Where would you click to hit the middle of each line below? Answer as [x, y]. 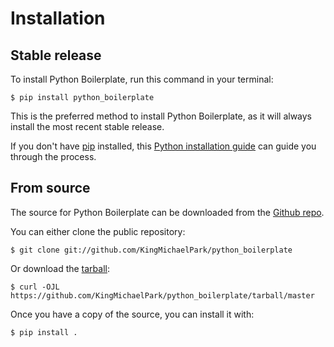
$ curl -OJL [35, 287]
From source [50, 188]
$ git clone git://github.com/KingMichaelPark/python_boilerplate [151, 250]
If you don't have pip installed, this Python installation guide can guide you [163, 146]
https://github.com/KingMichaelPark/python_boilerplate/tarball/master [162, 295]
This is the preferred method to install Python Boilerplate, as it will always [161, 116]
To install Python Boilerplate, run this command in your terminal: [142, 79]
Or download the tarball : [60, 268]
